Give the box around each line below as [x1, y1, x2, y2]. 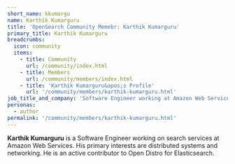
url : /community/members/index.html [25, 75, 133, 83]
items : [13, 50, 33, 57]
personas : [7, 102, 36, 109]
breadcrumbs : [7, 36, 45, 43]
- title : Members [20, 69, 71, 76]
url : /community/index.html [25, 62, 108, 69]
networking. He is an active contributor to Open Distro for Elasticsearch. [7, 149, 215, 157]
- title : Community [20, 56, 77, 63]
